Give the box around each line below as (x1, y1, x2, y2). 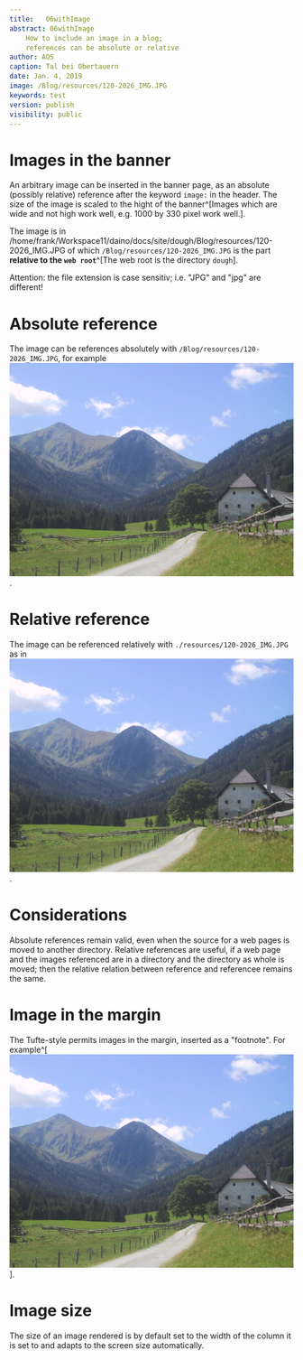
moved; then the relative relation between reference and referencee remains (9, 964, 293, 974)
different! (9, 282, 43, 293)
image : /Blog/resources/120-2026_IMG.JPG (9, 81, 168, 90)
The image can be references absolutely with (9, 343, 178, 354)
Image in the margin (9, 1005, 161, 1025)
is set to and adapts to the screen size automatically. (9, 1340, 205, 1350)
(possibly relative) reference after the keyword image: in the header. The (9, 190, 278, 200)
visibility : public (9, 109, 83, 119)
